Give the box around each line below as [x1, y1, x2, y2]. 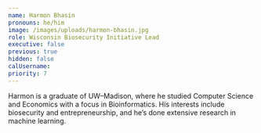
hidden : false [8, 56, 55, 63]
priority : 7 [8, 70, 47, 77]
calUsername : [8, 63, 51, 70]
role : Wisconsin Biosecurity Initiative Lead [8, 33, 159, 41]
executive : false [8, 41, 65, 49]
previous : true [8, 48, 58, 56]
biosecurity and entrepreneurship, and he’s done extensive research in [8, 107, 237, 117]
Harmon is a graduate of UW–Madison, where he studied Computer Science [8, 91, 254, 100]
